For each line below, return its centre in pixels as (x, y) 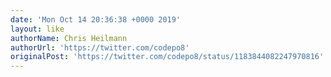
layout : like (37, 29)
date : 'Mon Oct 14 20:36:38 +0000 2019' (96, 19)
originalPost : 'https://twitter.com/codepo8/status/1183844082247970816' (167, 57)
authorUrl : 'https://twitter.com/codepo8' (100, 47)
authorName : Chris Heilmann (69, 38)
